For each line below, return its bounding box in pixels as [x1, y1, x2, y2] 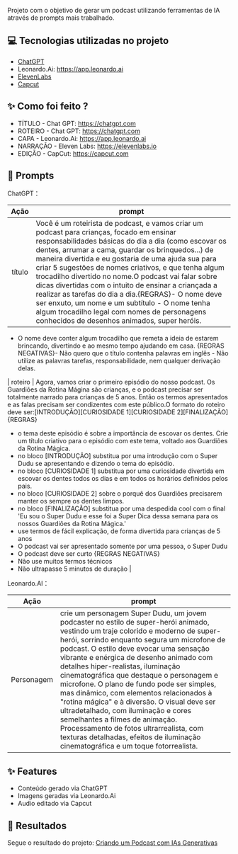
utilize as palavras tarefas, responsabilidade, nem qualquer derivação [17, 357, 221, 365]
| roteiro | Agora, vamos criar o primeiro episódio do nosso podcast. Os [7, 378, 215, 387]
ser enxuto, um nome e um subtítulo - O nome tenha [35, 298, 210, 308]
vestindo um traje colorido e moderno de [59, 626, 196, 636]
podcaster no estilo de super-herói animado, [59, 617, 210, 627]
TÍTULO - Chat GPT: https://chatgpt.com [17, 119, 136, 127]
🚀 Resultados [7, 819, 67, 831]
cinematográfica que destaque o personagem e [59, 671, 218, 681]
